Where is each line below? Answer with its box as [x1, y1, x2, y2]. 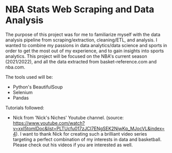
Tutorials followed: [5, 104, 45, 111]
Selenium [12, 89, 33, 95]
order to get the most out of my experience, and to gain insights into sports [5, 48, 164, 54]
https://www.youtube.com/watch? [12, 120, 85, 126]
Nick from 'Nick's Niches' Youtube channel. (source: [12, 114, 124, 121]
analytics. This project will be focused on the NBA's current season [5, 53, 147, 59]
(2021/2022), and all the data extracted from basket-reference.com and [5, 58, 157, 64]
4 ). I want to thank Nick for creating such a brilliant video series [12, 130, 147, 137]
